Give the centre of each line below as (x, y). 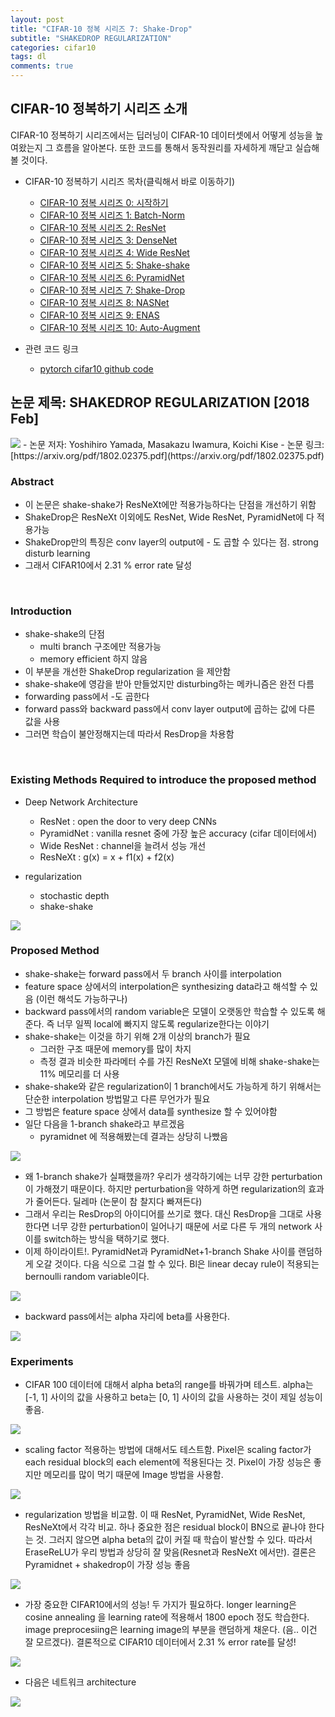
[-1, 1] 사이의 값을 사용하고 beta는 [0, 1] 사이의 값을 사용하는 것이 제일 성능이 (173, 1397)
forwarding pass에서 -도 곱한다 (87, 697)
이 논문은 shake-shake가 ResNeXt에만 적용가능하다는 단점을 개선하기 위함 (170, 504)
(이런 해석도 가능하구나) (81, 998)
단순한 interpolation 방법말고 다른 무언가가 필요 (117, 1098)
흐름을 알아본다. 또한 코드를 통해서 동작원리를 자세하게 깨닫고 (174, 147)
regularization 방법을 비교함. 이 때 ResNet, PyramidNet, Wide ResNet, (165, 1515)
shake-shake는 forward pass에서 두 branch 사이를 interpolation (153, 973)
